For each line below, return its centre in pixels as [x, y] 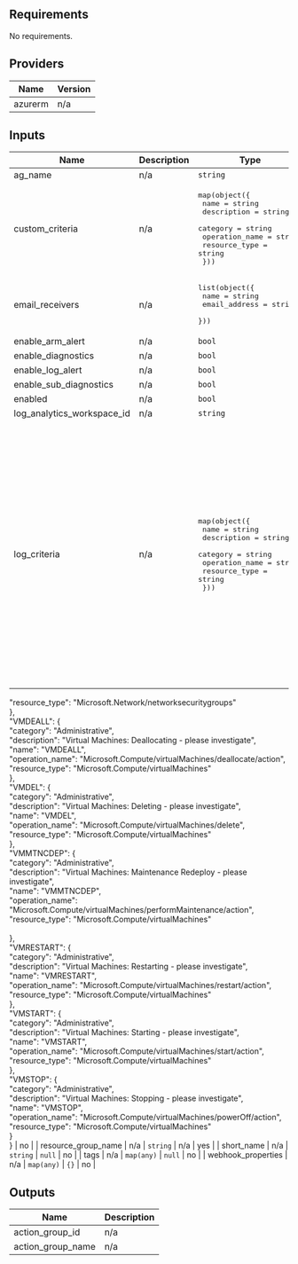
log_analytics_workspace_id [72, 413]
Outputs [32, 1192]
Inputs [27, 135]
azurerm [31, 104]
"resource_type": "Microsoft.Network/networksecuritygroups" [123, 703]
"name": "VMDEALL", [48, 750]
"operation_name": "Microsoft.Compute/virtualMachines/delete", [127, 825]
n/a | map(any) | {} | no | [52, 1165]
